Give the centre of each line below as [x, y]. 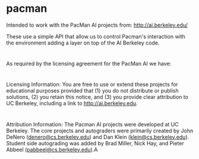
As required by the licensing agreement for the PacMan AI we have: [89, 63]
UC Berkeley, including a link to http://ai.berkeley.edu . [72, 103]
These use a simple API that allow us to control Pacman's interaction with [96, 36]
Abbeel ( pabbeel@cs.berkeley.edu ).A [52, 150]
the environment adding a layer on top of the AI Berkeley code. [83, 43]
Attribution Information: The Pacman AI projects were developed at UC [93, 124]
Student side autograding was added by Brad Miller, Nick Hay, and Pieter [95, 143]
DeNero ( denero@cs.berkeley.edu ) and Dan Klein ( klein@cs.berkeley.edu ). [98, 137]
